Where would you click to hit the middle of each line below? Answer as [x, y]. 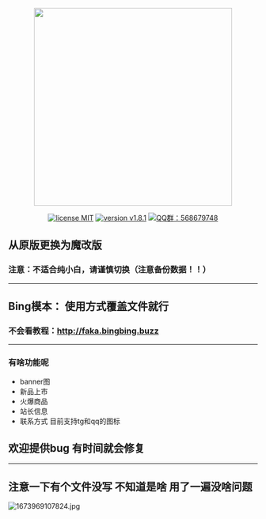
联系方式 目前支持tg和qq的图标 [70, 421]
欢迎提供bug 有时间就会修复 [76, 448]
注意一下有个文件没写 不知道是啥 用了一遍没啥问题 [130, 487]
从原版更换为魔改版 [55, 245]
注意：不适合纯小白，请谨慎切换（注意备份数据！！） [110, 270]
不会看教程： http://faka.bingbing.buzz [84, 331]
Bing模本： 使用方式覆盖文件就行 [88, 307]
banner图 [35, 381]
